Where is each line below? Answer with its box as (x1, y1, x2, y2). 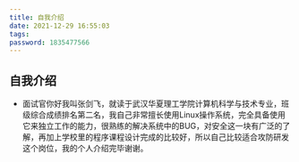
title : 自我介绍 (9, 12, 64, 22)
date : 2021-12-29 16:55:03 (9, 21, 110, 30)
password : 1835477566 (9, 37, 90, 47)
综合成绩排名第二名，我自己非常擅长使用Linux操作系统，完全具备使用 (30, 109, 286, 120)
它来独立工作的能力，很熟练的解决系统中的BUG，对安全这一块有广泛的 (21, 121, 283, 132)
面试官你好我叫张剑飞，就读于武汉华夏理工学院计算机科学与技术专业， (21, 99, 282, 109)
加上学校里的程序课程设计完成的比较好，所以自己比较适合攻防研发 (46, 132, 289, 142)
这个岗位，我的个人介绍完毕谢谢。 (21, 143, 149, 154)
